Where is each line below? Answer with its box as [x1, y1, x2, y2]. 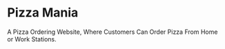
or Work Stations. [7, 35, 57, 43]
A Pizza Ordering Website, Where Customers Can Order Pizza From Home [7, 28, 218, 36]
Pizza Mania [7, 5, 79, 21]
